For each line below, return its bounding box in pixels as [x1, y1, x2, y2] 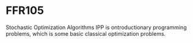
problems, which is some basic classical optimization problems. [5, 30, 166, 37]
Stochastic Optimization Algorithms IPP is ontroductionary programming [5, 24, 187, 31]
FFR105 [5, 4, 44, 18]
